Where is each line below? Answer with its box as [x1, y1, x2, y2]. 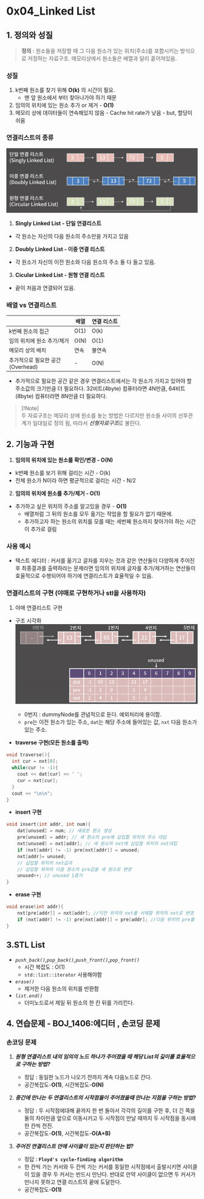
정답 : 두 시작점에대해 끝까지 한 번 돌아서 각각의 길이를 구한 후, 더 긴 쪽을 [24, 1107, 195, 1115]
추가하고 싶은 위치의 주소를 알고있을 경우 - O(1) [15, 503, 127, 510]
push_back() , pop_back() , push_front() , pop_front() [15, 956, 140, 963]
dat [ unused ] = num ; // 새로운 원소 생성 [17, 828, 112, 834]
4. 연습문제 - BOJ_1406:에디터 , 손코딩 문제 [6, 1018, 160, 1028]
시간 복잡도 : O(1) [24, 963, 66, 971]
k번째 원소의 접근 [8, 327, 50, 335]
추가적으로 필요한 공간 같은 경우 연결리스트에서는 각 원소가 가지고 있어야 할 [15, 377, 192, 385]
